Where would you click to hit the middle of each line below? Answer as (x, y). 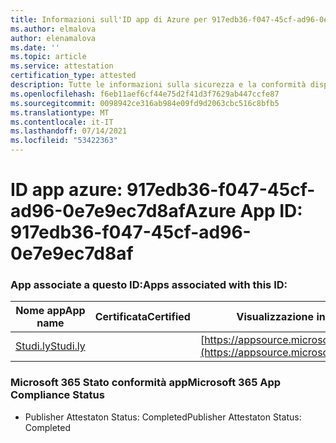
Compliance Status (57, 395)
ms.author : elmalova (53, 29)
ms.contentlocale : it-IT (62, 122)
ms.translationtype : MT (60, 112)
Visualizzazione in (281, 317)
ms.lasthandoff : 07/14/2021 (69, 131)
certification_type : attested (73, 76)
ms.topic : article (48, 57)
